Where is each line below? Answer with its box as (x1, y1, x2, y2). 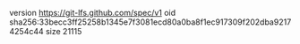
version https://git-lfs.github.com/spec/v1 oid (9, 8, 176, 18)
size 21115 (45, 26, 82, 36)
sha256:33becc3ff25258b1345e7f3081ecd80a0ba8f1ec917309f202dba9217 (9, 17, 292, 27)
